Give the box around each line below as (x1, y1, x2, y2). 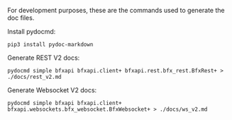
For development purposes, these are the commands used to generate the (7, 6, 225, 14)
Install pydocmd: (7, 28, 56, 36)
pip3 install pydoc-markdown (7, 41, 94, 48)
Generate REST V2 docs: (7, 53, 80, 62)
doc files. (7, 13, 35, 22)
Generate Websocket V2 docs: (7, 86, 97, 94)
